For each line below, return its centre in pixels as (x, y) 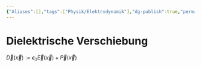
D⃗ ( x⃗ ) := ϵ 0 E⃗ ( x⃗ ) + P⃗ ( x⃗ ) (42, 58)
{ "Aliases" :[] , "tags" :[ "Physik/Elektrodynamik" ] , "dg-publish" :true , (93, 12)
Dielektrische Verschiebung (77, 41)
